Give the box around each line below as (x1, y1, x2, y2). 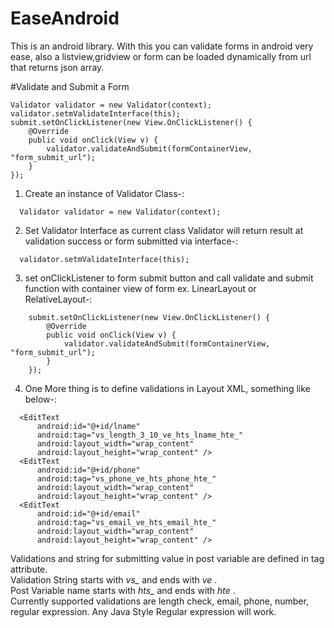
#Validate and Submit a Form (10, 80, 130, 92)
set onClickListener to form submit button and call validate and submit (24, 272, 314, 284)
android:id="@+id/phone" (36, 465, 141, 475)
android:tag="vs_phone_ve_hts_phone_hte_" (36, 473, 217, 484)
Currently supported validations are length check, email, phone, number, (10, 595, 309, 607)
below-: (24, 393, 57, 405)
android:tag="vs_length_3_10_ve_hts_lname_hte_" (36, 430, 244, 440)
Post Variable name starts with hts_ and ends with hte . (10, 584, 236, 596)
